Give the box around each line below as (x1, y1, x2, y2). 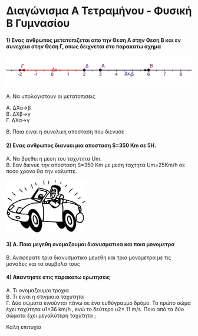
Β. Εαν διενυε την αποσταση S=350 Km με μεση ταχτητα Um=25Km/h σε (6, 161, 186, 168)
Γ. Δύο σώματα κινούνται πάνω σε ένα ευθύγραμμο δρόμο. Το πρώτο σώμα (6, 299, 192, 306)
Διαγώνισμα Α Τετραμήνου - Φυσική (6, 4, 192, 18)
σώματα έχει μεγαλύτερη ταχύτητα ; (6, 312, 96, 319)
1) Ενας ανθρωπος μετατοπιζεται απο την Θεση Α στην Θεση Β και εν (6, 37, 181, 44)
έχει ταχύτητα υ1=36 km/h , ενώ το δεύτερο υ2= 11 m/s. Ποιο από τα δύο (6, 306, 184, 313)
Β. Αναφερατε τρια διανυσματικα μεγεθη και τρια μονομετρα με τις (6, 254, 171, 261)
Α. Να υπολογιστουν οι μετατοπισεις (6, 93, 96, 100)
